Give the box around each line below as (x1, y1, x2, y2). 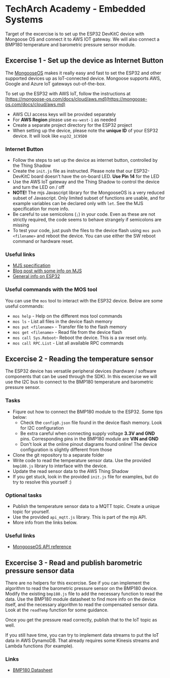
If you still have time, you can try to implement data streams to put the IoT (5, 632, 159, 638)
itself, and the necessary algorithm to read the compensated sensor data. (5, 602, 159, 608)
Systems (5, 14, 43, 25)
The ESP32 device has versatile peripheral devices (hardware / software (5, 368, 157, 374)
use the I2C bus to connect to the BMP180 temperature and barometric (5, 379, 154, 385)
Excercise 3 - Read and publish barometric (5, 558, 143, 567)
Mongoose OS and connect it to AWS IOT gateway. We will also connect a (5, 36, 160, 42)
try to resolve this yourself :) (12, 479, 72, 485)
